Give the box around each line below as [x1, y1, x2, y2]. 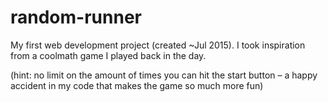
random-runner [10, 6, 142, 29]
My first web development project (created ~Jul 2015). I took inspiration [10, 39, 306, 51]
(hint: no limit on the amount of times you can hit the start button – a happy [10, 69, 318, 81]
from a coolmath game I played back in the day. [10, 49, 207, 61]
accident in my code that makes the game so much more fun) [10, 79, 264, 91]
